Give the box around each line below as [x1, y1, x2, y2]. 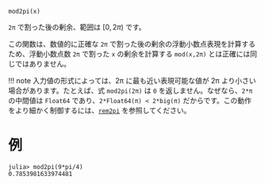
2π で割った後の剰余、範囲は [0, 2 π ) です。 [8, 22, 146, 32]
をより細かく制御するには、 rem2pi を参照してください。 [8, 105, 191, 115]
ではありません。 [14, 59, 71, 68]
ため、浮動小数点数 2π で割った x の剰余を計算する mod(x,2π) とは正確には [8, 49, 251, 59]
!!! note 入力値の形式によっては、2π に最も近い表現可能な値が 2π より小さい [8, 76, 256, 85]
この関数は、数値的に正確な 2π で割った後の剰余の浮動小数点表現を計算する [8, 40, 256, 48]
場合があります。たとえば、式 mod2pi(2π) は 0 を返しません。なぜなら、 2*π [8, 86, 253, 95]
